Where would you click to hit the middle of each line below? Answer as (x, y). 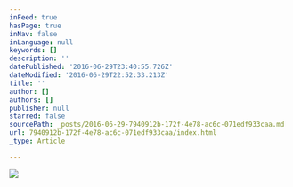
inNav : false (33, 34)
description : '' (39, 58)
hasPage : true (36, 26)
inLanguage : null (41, 42)
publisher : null (39, 108)
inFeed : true (33, 17)
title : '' (28, 83)
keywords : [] (33, 51)
